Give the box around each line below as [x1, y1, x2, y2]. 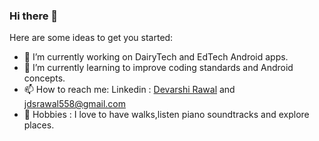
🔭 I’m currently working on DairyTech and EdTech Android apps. [23, 51, 289, 63]
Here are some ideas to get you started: [9, 32, 174, 44]
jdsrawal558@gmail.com [23, 98, 126, 110]
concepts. [23, 72, 66, 84]
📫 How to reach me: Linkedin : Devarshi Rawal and [23, 84, 236, 96]
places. [23, 119, 55, 131]
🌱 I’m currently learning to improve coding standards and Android [23, 62, 294, 74]
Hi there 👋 [9, 9, 59, 23]
